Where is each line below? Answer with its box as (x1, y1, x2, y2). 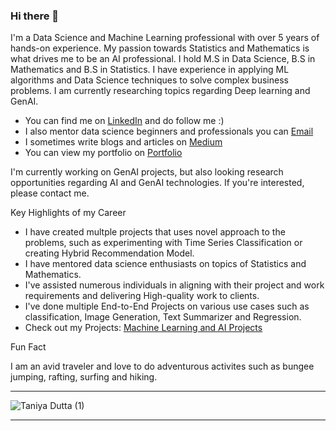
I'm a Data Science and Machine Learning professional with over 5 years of (10, 32, 320, 44)
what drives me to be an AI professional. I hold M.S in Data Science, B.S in (10, 53, 316, 65)
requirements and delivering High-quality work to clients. (24, 290, 260, 302)
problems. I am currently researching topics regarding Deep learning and (10, 85, 311, 97)
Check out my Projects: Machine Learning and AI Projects (24, 322, 263, 334)
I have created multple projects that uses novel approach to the (24, 226, 286, 238)
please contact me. (10, 187, 90, 199)
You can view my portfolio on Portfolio (24, 147, 183, 159)
